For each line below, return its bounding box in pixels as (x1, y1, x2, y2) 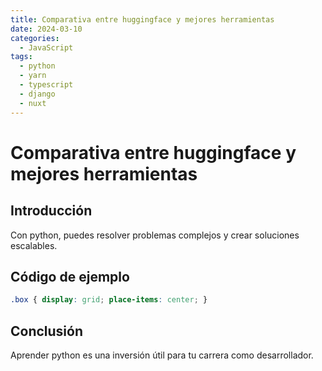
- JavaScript (19, 42, 74, 53)
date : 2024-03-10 (10, 24, 83, 34)
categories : (10, 33, 60, 43)
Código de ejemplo (10, 268, 130, 285)
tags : (10, 52, 33, 62)
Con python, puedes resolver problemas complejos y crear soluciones (10, 229, 300, 241)
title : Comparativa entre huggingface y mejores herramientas (10, 14, 275, 25)
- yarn (19, 71, 47, 81)
